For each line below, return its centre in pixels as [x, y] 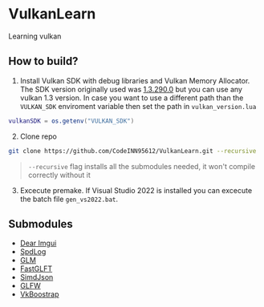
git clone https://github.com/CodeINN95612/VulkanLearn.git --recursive [132, 151]
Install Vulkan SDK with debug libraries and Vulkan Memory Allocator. [135, 80]
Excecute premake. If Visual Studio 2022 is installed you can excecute [136, 190]
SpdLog [33, 252]
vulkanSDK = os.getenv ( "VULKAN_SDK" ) [71, 121]
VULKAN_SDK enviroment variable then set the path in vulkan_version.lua [138, 106]
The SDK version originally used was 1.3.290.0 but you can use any [131, 89]
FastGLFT [36, 269]
